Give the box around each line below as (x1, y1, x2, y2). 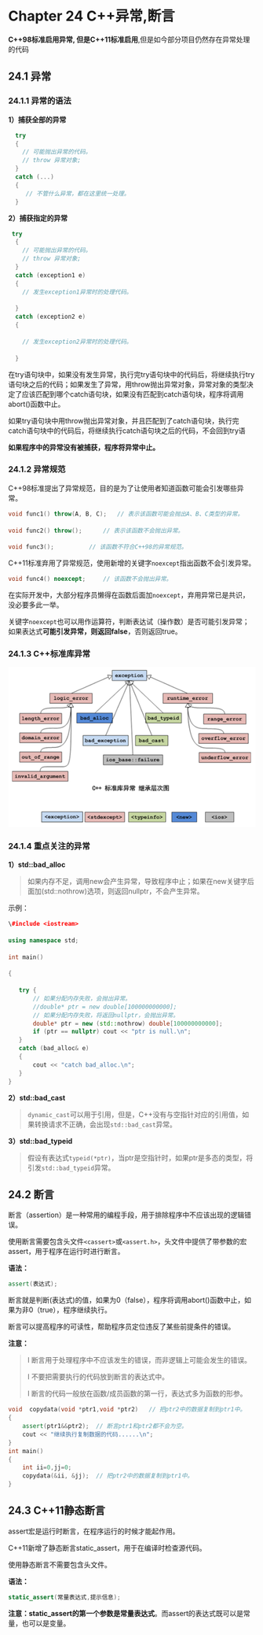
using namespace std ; (8, 936, 79, 945)
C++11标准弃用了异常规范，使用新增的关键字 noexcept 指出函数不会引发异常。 (8, 558, 256, 568)
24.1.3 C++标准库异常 (8, 648, 91, 659)
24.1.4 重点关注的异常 (8, 840, 90, 851)
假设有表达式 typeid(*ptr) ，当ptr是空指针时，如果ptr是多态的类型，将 (27, 1152, 254, 1162)
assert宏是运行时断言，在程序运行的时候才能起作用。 (8, 1526, 180, 1536)
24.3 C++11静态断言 (8, 1504, 106, 1518)
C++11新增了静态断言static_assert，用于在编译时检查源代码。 (8, 1543, 206, 1552)
